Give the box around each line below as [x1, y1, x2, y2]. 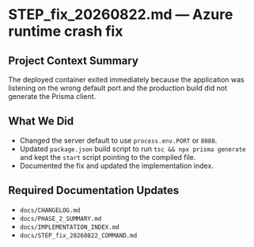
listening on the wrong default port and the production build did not [8, 83, 228, 93]
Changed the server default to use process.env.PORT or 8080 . [19, 135, 218, 145]
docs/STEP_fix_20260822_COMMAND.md [19, 231, 138, 239]
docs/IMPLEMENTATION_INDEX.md [19, 223, 120, 231]
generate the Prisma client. [8, 92, 97, 101]
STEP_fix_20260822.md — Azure [8, 6, 233, 24]
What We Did [8, 115, 74, 128]
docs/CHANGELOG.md [19, 206, 81, 215]
